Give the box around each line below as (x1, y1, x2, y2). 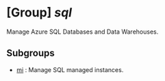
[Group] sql (6, 5, 73, 21)
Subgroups (6, 47, 55, 59)
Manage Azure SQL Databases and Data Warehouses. (6, 27, 159, 36)
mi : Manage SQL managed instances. (16, 65, 124, 73)
